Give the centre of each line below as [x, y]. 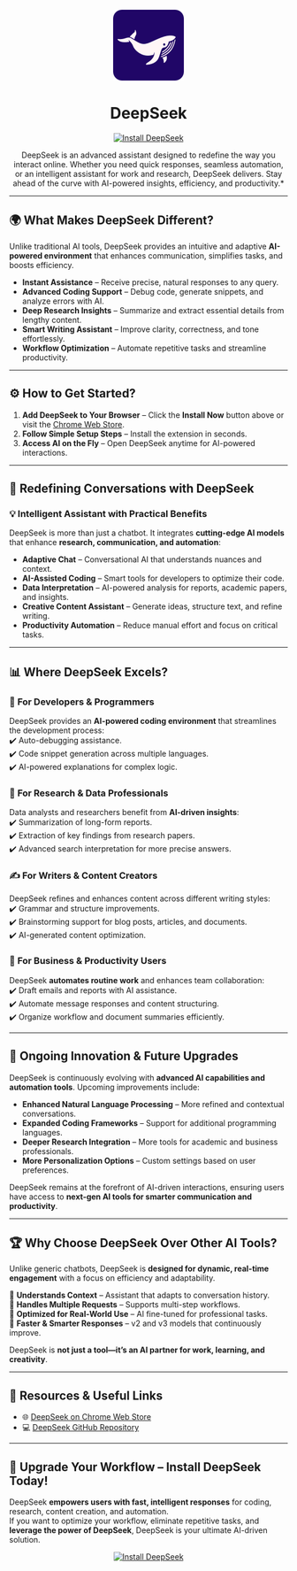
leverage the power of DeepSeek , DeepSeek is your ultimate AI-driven [138, 1530]
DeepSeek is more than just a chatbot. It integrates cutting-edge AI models [147, 533]
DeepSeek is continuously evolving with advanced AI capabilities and [137, 1077]
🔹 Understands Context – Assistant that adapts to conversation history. [140, 1295]
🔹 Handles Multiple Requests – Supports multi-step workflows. [125, 1305]
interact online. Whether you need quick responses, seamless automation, [148, 164]
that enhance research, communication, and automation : [115, 543]
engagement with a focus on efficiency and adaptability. [112, 1278]
